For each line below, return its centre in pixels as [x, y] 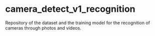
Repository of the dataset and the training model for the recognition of [78, 23]
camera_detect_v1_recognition [70, 9]
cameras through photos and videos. [43, 28]
